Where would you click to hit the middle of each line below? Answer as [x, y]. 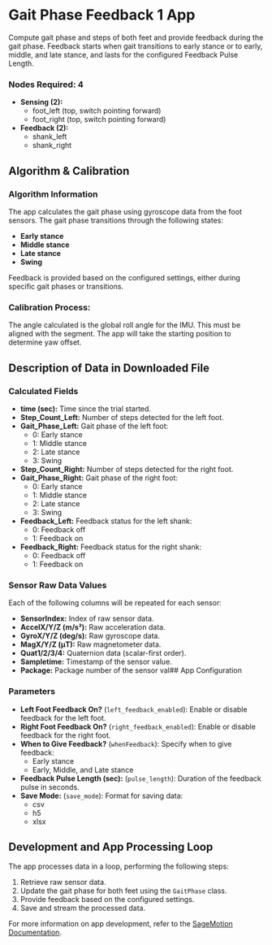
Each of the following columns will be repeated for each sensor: [115, 603]
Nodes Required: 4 [46, 85]
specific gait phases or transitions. [66, 286]
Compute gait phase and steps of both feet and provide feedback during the [136, 37]
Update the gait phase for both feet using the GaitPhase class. [123, 891]
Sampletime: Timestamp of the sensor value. [96, 662]
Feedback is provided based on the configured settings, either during [125, 277]
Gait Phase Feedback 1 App [102, 15]
